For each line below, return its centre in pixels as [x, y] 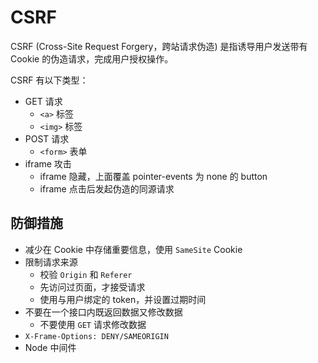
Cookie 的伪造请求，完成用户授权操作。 [92, 58]
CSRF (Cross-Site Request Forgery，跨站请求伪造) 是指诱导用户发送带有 [159, 46]
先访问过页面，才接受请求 [92, 287]
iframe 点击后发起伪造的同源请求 [107, 188]
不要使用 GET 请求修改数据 [93, 324]
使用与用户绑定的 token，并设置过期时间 [123, 299]
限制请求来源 [51, 262]
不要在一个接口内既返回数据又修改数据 [103, 312]
